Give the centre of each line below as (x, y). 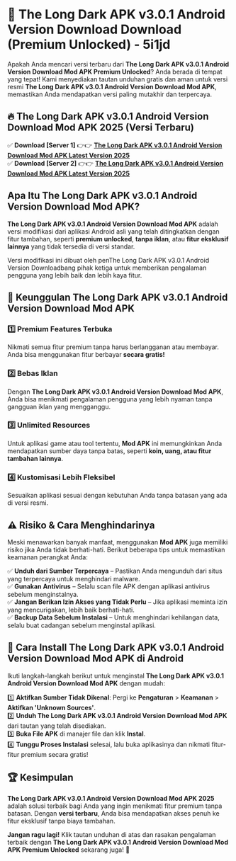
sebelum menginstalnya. (43, 594)
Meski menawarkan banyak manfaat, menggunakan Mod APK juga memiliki (118, 542)
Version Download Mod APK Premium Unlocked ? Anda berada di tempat (115, 72)
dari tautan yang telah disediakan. (57, 726)
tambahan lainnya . (35, 458)
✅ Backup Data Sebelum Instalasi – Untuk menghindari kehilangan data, (113, 617)
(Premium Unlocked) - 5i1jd (89, 45)
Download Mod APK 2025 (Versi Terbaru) (101, 128)
